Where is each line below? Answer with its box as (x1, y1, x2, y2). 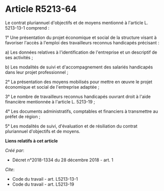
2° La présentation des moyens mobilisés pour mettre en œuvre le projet (5, 79, 153, 85)
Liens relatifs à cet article (5, 138, 58, 144)
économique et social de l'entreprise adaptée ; (5, 84, 99, 90)
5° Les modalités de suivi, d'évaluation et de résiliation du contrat (5, 123, 138, 129)
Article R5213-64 (5, 3, 77, 15)
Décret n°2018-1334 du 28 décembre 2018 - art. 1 (12, 157, 113, 163)
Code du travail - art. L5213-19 (12, 181, 74, 187)
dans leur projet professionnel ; (5, 69, 68, 75)
